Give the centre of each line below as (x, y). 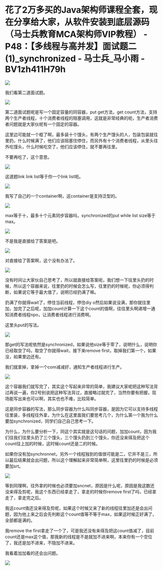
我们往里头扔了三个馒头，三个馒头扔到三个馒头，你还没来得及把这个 (81, 437)
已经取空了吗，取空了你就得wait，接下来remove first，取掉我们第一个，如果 (81, 350)
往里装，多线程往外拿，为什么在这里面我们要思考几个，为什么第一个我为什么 (81, 415)
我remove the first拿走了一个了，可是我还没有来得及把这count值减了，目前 (80, 531)
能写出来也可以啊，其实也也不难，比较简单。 (54, 398)
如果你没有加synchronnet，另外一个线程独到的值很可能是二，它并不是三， (79, 454)
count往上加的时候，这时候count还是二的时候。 (53, 443)
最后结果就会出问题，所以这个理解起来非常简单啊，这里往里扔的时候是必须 (83, 460)
